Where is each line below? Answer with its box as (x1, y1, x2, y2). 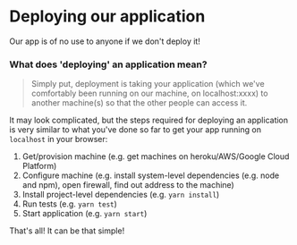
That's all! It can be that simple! (9, 225, 125, 236)
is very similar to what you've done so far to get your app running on (9, 124, 262, 135)
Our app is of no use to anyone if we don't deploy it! (9, 36, 201, 46)
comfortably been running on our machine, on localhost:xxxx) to (30, 88, 268, 99)
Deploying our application (9, 6, 206, 27)
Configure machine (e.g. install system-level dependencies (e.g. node (21, 170, 280, 181)
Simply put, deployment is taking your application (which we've (30, 79, 266, 89)
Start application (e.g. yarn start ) (21, 208, 148, 219)
